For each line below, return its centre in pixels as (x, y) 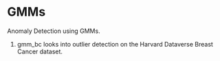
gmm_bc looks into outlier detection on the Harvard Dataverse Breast (115, 44)
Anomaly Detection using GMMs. (54, 31)
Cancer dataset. (40, 51)
